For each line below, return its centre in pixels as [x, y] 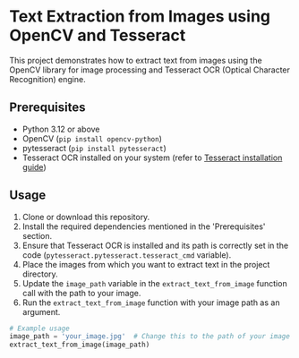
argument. [41, 311]
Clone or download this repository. [86, 217]
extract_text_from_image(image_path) [80, 345]
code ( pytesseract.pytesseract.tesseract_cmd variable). [127, 255]
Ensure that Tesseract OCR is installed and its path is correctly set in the [155, 245]
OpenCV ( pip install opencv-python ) [92, 138]
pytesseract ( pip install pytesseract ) [94, 148]
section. [37, 235]
